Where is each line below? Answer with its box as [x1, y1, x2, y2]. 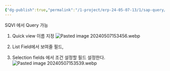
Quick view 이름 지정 [12, 32, 54, 39]
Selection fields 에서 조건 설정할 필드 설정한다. [12, 54, 106, 60]
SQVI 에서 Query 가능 [5, 22, 49, 28]
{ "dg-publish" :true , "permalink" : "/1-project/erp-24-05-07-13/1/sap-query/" [5, 7, 168, 13]
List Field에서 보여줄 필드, [12, 44, 64, 50]
